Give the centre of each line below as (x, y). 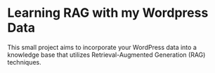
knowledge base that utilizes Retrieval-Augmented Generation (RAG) (106, 55)
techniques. (24, 62)
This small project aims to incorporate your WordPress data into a (102, 47)
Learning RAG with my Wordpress (108, 13)
